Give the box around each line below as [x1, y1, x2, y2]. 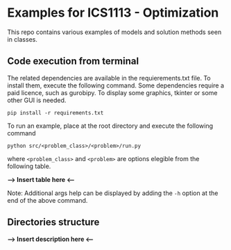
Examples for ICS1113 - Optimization [7, 5, 219, 21]
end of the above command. [7, 196, 88, 204]
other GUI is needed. [7, 96, 67, 104]
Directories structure [7, 217, 100, 228]
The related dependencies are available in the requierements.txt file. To [7, 74, 211, 82]
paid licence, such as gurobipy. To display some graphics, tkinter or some [7, 88, 218, 97]
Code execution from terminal [7, 56, 139, 67]
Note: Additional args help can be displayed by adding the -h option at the [7, 189, 219, 197]
